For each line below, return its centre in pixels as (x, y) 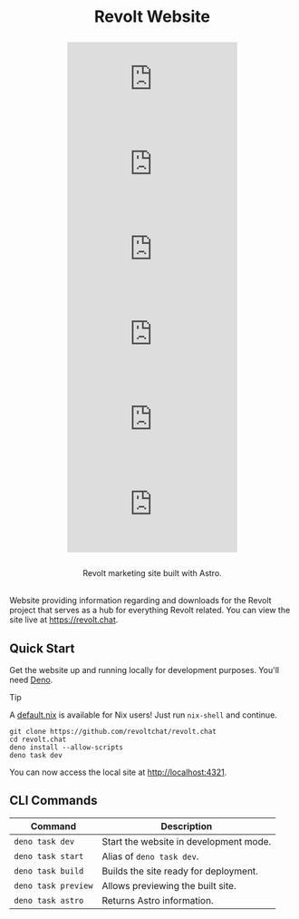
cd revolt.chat (38, 739)
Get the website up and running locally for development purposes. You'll (144, 670)
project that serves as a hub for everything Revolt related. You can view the (150, 611)
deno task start (49, 856)
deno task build (49, 871)
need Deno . (31, 679)
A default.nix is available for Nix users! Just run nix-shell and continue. (144, 715)
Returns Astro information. (158, 900)
